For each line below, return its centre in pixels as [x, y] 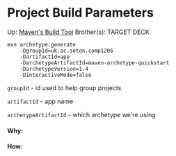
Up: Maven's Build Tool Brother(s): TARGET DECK [78, 32]
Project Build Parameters [81, 13]
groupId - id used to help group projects [64, 87]
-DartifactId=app [45, 57]
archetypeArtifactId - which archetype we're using [81, 114]
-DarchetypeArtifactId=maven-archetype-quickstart [95, 63]
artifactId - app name [40, 101]
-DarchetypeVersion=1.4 [54, 69]
